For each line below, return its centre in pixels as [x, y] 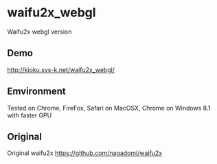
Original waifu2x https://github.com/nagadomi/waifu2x [85, 153]
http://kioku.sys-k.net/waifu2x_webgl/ [61, 69]
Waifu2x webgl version [39, 32]
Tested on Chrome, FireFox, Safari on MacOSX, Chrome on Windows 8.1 [109, 108]
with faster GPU [30, 115]
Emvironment [37, 92]
